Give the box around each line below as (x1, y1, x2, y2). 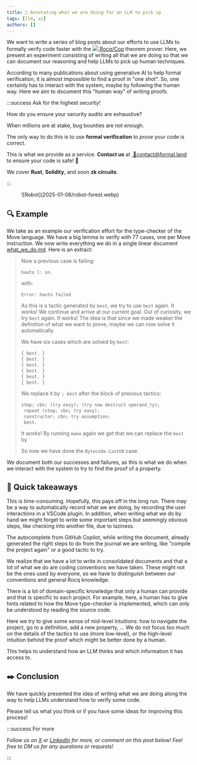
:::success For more (6, 725, 54, 732)
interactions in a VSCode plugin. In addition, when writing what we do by (6, 510, 182, 517)
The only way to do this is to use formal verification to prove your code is (6, 134, 185, 141)
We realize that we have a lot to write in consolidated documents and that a (6, 558, 188, 565)
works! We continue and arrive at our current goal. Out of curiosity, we (20, 308, 191, 316)
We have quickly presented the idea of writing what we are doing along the (6, 690, 188, 697)
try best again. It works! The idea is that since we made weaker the (20, 315, 183, 322)
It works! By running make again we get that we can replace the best (20, 430, 184, 437)
